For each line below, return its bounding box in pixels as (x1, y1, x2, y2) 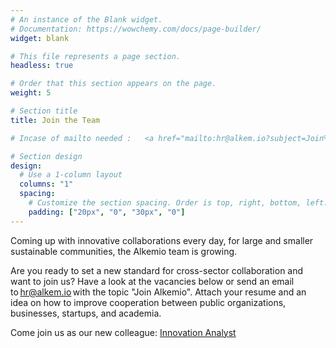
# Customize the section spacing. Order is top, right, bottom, (28, 198, 302, 208)
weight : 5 (10, 88, 52, 98)
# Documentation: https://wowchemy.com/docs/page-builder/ (10, 24, 262, 34)
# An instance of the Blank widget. (10, 14, 163, 25)
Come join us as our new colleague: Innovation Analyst (10, 326, 237, 338)
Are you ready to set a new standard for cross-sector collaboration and (10, 264, 304, 276)
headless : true (10, 61, 74, 71)
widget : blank (10, 33, 70, 43)
